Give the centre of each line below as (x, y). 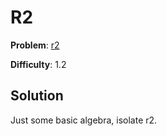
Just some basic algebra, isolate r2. (84, 120)
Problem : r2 (35, 45)
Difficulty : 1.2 (38, 64)
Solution (37, 96)
